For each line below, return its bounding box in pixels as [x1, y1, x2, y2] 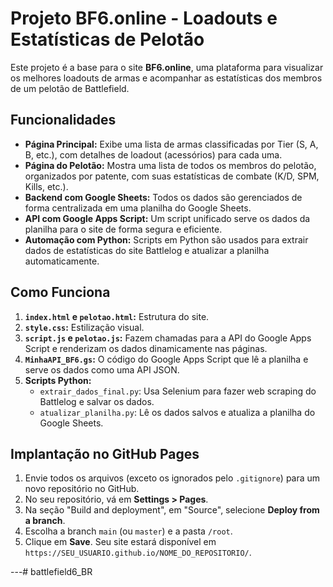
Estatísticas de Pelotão [10, 28, 205, 51]
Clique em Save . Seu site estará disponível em [24, 536, 217, 548]
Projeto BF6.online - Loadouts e [10, 7, 278, 30]
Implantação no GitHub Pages [10, 445, 200, 462]
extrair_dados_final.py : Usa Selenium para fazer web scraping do [39, 385, 317, 397]
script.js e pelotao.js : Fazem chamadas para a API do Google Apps [24, 332, 312, 344]
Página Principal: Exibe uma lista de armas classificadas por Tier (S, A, [24, 138, 319, 150]
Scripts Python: [24, 374, 92, 386]
